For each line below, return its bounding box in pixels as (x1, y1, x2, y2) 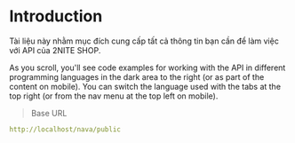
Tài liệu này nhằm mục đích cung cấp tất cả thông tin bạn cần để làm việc (9, 36, 280, 46)
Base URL (30, 107, 68, 118)
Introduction (9, 6, 103, 27)
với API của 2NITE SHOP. (9, 44, 101, 55)
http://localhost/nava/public (9, 124, 122, 134)
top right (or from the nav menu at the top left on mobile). (9, 91, 219, 101)
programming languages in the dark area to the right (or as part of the (9, 71, 265, 82)
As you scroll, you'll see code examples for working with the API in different (9, 62, 286, 73)
